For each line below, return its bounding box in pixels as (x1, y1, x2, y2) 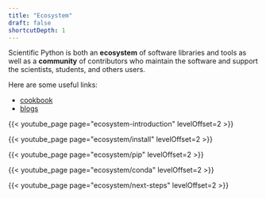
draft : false (8, 19, 52, 27)
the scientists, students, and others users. (8, 65, 145, 74)
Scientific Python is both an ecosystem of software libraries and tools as (8, 48, 247, 58)
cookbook (19, 96, 53, 105)
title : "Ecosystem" (8, 11, 73, 20)
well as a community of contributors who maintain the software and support (8, 56, 258, 66)
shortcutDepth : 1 (8, 26, 66, 34)
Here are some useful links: (8, 80, 98, 89)
